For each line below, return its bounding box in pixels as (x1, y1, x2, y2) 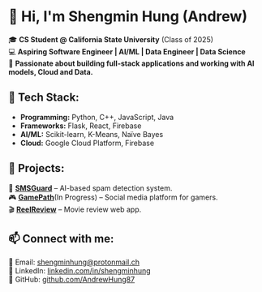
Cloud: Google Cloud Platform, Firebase (19, 138, 155, 148)
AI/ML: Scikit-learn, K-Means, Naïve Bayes (19, 129, 164, 139)
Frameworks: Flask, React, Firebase (19, 121, 142, 131)
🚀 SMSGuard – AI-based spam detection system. (8, 182, 173, 193)
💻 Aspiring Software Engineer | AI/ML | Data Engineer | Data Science (8, 46, 246, 56)
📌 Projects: (8, 161, 65, 175)
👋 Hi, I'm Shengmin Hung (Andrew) (8, 7, 247, 26)
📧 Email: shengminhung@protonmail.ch (8, 257, 140, 267)
